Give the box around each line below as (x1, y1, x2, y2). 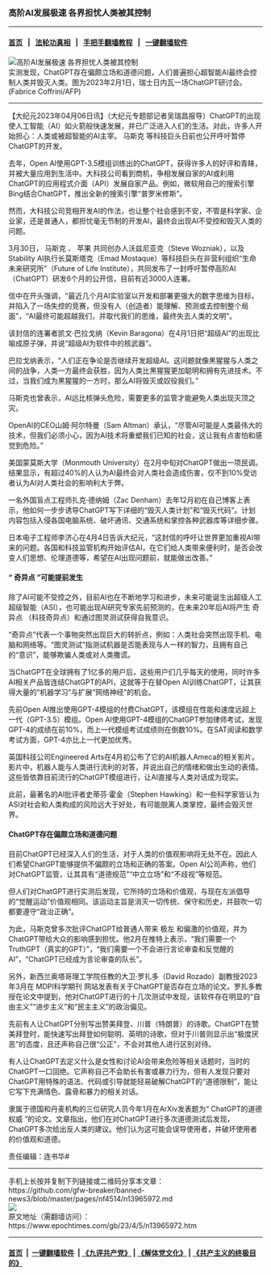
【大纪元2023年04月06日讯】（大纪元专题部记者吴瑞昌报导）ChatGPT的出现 (8, 111, 261, 121)
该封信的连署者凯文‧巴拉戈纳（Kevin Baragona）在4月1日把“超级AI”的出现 (8, 328, 252, 337)
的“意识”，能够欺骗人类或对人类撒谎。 (8, 650, 135, 659)
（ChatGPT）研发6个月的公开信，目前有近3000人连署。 (8, 273, 195, 283)
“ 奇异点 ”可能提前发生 (8, 573, 83, 582)
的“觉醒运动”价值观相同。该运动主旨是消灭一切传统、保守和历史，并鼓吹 (8, 896, 248, 906)
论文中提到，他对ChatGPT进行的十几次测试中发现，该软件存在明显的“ (22, 991, 254, 1001)
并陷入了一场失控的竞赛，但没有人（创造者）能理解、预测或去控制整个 (8, 301, 242, 311)
